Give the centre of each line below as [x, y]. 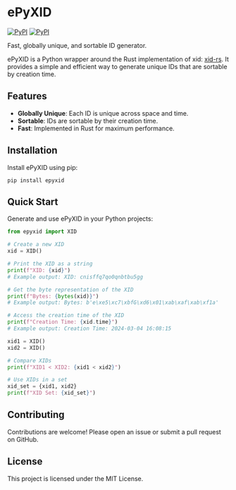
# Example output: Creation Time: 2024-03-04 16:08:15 [89, 329]
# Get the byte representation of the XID [70, 290]
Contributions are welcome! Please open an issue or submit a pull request [114, 431]
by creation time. [32, 74]
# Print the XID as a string [50, 264]
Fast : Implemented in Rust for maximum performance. [96, 128]
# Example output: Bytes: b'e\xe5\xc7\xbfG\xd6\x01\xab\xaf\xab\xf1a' [113, 303]
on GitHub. [23, 439]
